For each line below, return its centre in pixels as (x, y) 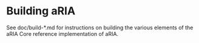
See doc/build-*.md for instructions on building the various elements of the (100, 27)
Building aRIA (41, 11)
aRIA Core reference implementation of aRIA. (62, 33)
